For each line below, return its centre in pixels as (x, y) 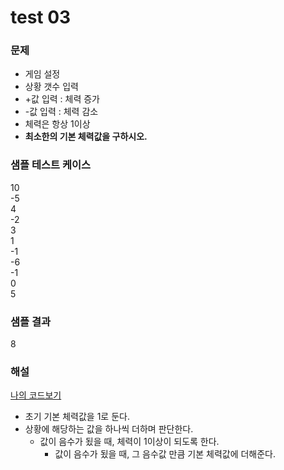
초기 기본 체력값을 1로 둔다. (77, 417)
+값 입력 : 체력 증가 (62, 99)
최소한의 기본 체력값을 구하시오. (86, 137)
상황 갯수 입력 (51, 87)
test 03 (41, 17)
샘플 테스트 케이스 (51, 165)
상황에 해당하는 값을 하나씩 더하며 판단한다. (109, 429)
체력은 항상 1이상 (57, 124)
